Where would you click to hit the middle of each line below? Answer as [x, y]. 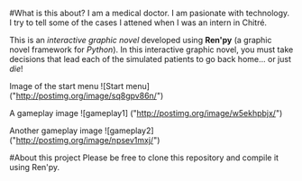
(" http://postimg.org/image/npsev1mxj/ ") [85, 140]
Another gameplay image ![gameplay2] [82, 131]
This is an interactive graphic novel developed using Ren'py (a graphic [141, 40]
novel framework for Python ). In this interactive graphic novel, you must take [151, 50]
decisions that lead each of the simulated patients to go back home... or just [150, 59]
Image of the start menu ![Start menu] [80, 86]
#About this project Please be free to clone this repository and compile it [144, 158]
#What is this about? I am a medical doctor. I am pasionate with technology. [150, 13]
